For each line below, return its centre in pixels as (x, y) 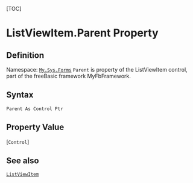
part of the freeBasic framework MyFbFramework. (68, 76)
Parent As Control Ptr (35, 109)
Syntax (20, 95)
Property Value (35, 127)
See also (23, 161)
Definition (25, 55)
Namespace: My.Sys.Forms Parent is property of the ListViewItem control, (97, 70)
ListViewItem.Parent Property (82, 33)
